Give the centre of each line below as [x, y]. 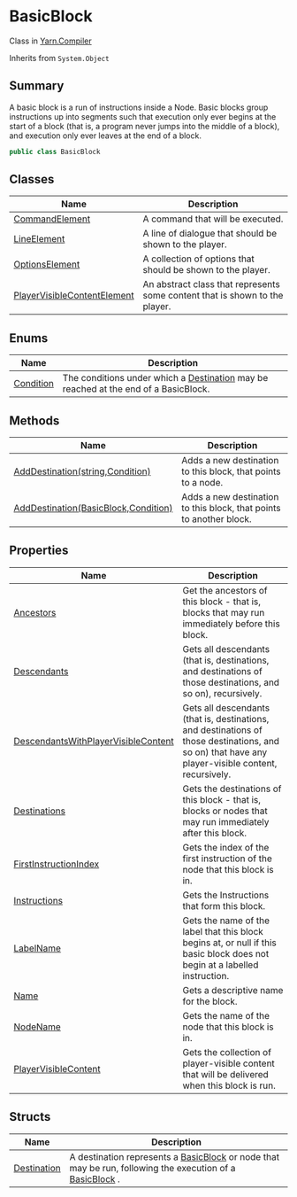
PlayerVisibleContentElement [74, 296]
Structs [30, 1117]
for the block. [210, 1001]
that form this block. [224, 906]
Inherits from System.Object [59, 58]
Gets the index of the [226, 847]
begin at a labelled [221, 965]
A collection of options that [198, 259]
